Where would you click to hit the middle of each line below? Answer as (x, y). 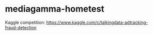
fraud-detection (21, 27)
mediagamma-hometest (55, 9)
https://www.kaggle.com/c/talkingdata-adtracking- (97, 22)
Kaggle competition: (25, 22)
